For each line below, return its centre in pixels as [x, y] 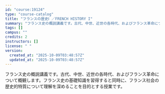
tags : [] [14, 28]
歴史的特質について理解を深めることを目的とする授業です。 [65, 87]
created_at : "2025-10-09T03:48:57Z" [47, 55]
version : [14, 50]
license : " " [18, 46]
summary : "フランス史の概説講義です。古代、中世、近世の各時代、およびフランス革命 [80, 23]
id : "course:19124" [25, 10]
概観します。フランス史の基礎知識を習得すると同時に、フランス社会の [89, 80]
